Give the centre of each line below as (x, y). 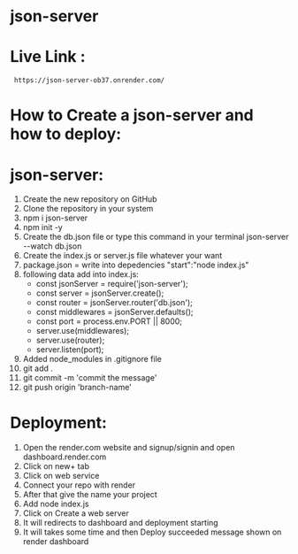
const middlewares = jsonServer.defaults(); (115, 312)
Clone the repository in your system (88, 209)
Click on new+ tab (56, 466)
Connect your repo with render (79, 485)
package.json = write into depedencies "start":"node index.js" (136, 265)
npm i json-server (55, 218)
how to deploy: (66, 134)
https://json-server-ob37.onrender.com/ (89, 81)
